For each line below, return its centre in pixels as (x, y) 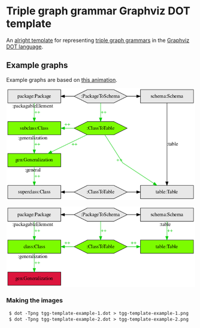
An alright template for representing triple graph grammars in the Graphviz (98, 40)
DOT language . (25, 47)
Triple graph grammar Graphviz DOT (98, 11)
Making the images (34, 300)
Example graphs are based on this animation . (62, 79)
